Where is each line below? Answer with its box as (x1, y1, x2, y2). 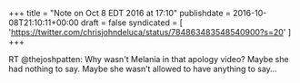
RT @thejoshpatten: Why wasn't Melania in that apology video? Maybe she (8, 54, 289, 64)
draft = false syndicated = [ (80, 17, 184, 28)
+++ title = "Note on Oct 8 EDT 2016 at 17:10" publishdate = (8, 8, 231, 18)
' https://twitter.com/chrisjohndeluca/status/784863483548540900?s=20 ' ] (8, 27, 292, 37)
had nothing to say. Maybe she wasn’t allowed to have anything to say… (8, 63, 278, 74)
